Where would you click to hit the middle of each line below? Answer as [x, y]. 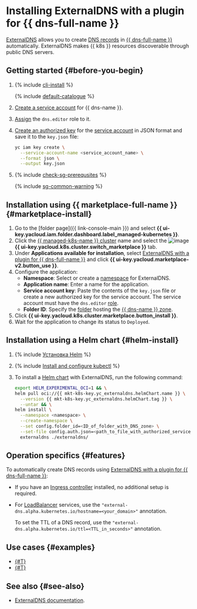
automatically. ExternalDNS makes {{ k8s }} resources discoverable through [98, 46]
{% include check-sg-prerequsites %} [61, 175]
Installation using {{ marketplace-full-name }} [92, 205]
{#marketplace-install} [49, 214]
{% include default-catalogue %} [55, 96]
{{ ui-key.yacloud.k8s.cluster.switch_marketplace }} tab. [86, 247]
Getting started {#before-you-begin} [75, 71]
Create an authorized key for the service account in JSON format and [98, 130]
